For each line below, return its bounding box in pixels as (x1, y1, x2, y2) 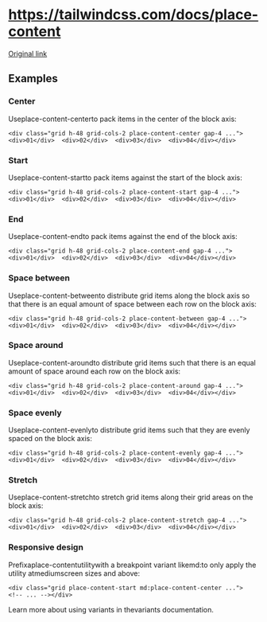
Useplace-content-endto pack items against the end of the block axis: (8, 232, 238, 241)
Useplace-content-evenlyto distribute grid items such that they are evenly (8, 425, 250, 435)
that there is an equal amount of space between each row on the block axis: (8, 299, 257, 308)
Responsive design (8, 542, 83, 553)
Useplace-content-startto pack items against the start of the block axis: (8, 173, 242, 182)
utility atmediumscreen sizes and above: (8, 568, 141, 578)
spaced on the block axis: (8, 434, 93, 444)
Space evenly (8, 407, 62, 418)
